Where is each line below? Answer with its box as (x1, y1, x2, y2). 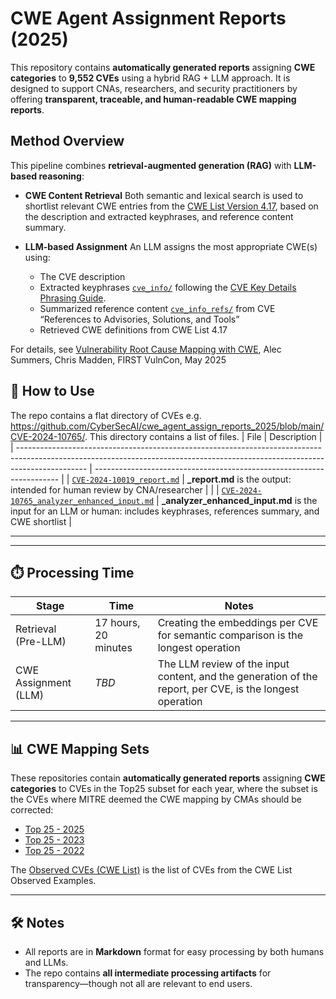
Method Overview (10, 133, 125, 150)
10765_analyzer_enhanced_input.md (10, 496, 155, 506)
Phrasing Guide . (39, 292, 107, 304)
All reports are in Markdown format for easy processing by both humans (24, 946, 325, 957)
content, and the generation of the (157, 670, 318, 684)
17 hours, (94, 616, 141, 630)
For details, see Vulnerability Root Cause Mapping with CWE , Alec (10, 343, 282, 355)
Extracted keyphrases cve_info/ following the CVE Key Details (39, 281, 297, 293)
